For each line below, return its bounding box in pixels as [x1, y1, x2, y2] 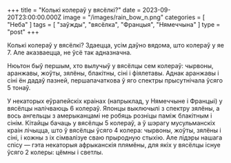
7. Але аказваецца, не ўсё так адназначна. [7, 48, 132, 56]
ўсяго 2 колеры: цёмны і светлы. [7, 148, 103, 156]
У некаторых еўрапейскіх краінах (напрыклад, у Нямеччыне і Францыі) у [7, 97, 223, 105]
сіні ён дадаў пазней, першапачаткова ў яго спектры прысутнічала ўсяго [7, 76, 223, 85]
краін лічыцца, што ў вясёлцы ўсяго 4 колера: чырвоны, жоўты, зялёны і [7, 127, 222, 134]
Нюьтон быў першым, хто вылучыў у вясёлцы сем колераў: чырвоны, [7, 62, 214, 69]
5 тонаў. [7, 84, 31, 91]
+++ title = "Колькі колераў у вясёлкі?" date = [7, 6, 141, 14]
